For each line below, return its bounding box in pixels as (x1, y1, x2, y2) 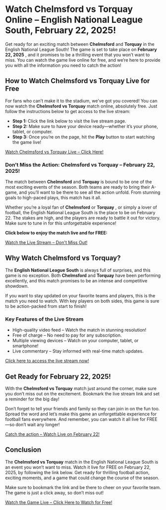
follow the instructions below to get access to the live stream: (5, 108, 130, 114)
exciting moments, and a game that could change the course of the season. (5, 475, 160, 481)
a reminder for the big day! (5, 396, 59, 402)
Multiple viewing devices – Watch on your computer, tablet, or (12, 338, 139, 344)
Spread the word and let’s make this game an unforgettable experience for (5, 411, 157, 417)
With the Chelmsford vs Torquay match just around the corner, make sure (5, 385, 157, 391)
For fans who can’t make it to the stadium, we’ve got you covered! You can (5, 98, 158, 104)
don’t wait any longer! (15, 421, 60, 427)
